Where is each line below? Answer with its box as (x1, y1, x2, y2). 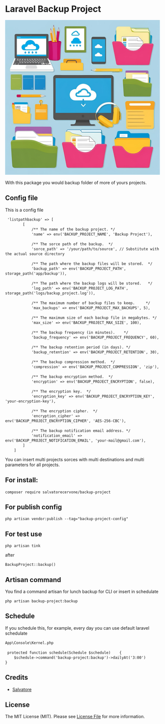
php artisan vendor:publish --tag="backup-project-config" (5, 517, 129, 522)
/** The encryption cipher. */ (31, 409, 98, 414)
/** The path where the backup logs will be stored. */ (31, 281, 153, 286)
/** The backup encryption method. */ (31, 374, 113, 379)
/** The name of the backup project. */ (31, 227, 115, 232)
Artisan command (5, 576, 61, 584)
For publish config (5, 502, 62, 511)
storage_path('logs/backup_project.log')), (5, 291, 96, 296)
